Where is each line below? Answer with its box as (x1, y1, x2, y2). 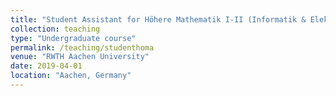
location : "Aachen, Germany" (10, 71, 132, 81)
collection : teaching (10, 24, 101, 34)
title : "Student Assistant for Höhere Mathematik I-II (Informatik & (10, 14, 307, 25)
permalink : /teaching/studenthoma (10, 42, 155, 53)
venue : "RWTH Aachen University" (10, 52, 150, 62)
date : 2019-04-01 (10, 61, 83, 71)
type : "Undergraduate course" (10, 33, 137, 43)
